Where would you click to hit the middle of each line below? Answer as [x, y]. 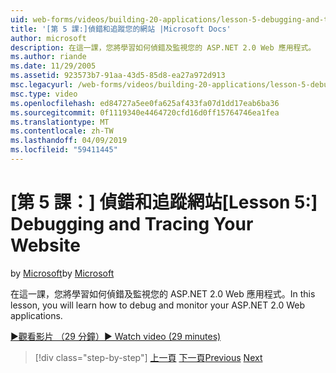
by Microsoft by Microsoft [62, 273]
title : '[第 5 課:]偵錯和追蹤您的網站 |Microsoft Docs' [121, 29]
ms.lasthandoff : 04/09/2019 [69, 141]
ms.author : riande [48, 57]
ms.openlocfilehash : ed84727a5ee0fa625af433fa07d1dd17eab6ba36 [145, 103]
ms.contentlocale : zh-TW [62, 131]
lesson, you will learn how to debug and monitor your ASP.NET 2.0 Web [158, 305]
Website [45, 245]
